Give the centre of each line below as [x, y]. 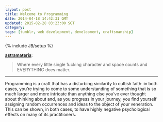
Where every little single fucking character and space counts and [82, 64]
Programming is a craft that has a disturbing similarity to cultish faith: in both [81, 84]
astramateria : [19, 55]
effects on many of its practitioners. [41, 114]
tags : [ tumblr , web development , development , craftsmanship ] [69, 32]
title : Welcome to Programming [37, 14]
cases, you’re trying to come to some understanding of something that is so [81, 89]
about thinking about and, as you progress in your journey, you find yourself [81, 99]
